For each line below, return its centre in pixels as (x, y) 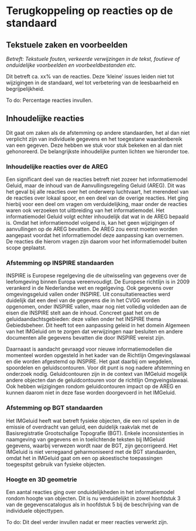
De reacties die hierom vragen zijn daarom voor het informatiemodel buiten (97, 242)
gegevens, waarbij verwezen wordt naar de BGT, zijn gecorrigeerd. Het (92, 446)
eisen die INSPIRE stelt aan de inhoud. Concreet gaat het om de (83, 313)
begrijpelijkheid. (25, 89)
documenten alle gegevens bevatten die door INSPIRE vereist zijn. (86, 338)
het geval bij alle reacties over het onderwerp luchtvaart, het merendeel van (97, 192)
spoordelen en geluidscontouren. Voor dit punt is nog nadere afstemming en (98, 368)
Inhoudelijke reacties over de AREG (57, 166)
